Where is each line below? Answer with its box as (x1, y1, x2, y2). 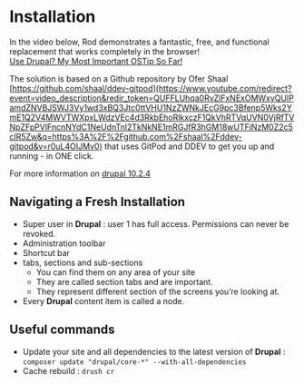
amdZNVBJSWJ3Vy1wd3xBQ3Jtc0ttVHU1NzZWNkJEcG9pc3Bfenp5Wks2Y (9, 102, 292, 113)
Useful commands (9, 322, 115, 338)
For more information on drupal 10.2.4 (9, 168, 152, 179)
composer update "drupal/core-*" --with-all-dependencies (22, 357, 247, 367)
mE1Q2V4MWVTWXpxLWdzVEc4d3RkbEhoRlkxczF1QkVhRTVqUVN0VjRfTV (9, 112, 295, 123)
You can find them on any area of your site (35, 266, 196, 278)
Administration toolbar (22, 238, 106, 249)
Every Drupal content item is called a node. (22, 295, 185, 306)
